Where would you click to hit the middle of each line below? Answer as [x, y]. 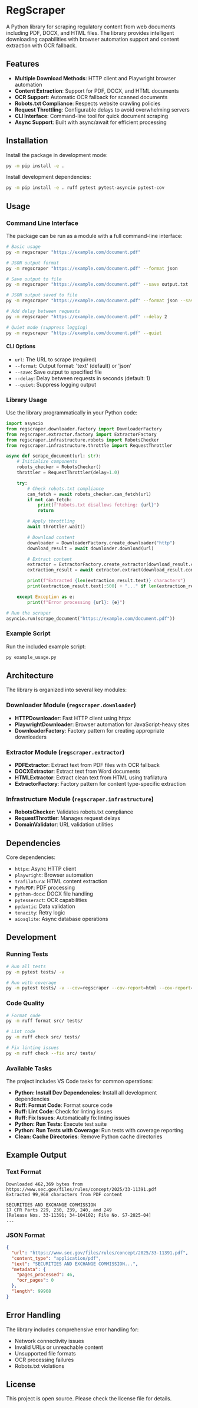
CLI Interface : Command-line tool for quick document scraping [91, 116]
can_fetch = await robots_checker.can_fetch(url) [89, 494]
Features [23, 64]
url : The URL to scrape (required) [56, 359]
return [46, 511]
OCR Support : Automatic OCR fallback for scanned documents [91, 97]
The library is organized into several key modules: [67, 690]
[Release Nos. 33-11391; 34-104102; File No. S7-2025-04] [79, 1215]
